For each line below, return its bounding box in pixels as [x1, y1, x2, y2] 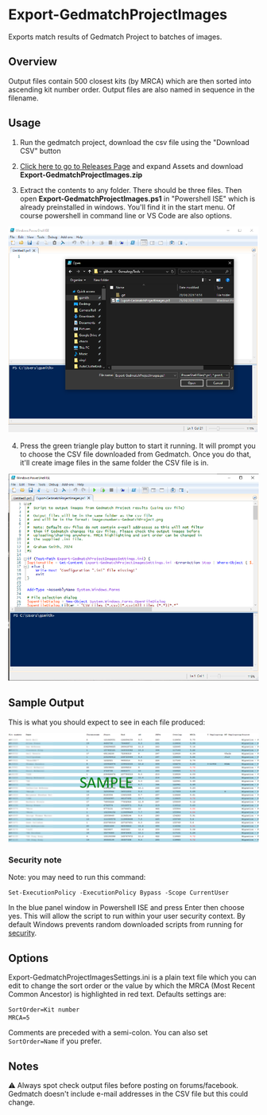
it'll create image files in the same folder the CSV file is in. [19, 458, 209, 468]
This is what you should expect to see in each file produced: [8, 717, 206, 727]
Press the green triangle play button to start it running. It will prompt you [19, 441, 256, 451]
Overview [8, 55, 58, 69]
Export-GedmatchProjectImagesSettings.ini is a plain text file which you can [8, 972, 257, 982]
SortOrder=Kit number [8, 1006, 80, 1014]
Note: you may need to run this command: [8, 873, 146, 882]
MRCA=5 [8, 1014, 30, 1022]
